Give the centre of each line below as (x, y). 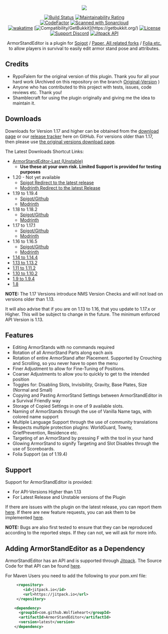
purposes (30, 172)
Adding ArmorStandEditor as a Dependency (75, 548)
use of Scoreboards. (34, 449)
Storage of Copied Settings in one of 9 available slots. (68, 406)
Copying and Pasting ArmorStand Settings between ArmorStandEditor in (87, 395)
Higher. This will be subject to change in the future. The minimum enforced (82, 314)
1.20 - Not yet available (36, 177)
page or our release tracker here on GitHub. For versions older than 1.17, (79, 136)
